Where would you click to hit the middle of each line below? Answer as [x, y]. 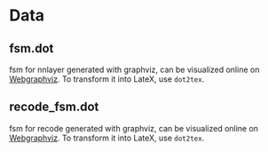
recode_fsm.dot [54, 107]
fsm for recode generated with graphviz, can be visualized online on [134, 128]
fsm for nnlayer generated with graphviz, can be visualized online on [134, 69]
